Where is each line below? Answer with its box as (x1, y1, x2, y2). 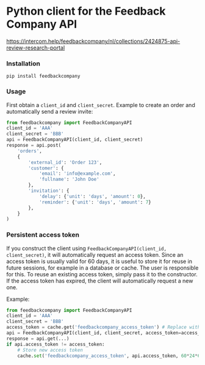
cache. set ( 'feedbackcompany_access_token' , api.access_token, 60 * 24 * (17, 353, 198, 359)
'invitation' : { (28, 188, 70, 194)
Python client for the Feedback (6, 4, 166, 18)
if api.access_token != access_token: (6, 341, 105, 347)
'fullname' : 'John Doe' (38, 176, 99, 183)
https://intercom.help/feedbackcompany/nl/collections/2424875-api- (6, 37, 181, 45)
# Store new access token (17, 347, 84, 353)
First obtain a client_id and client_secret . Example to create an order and (6, 101, 195, 108)
